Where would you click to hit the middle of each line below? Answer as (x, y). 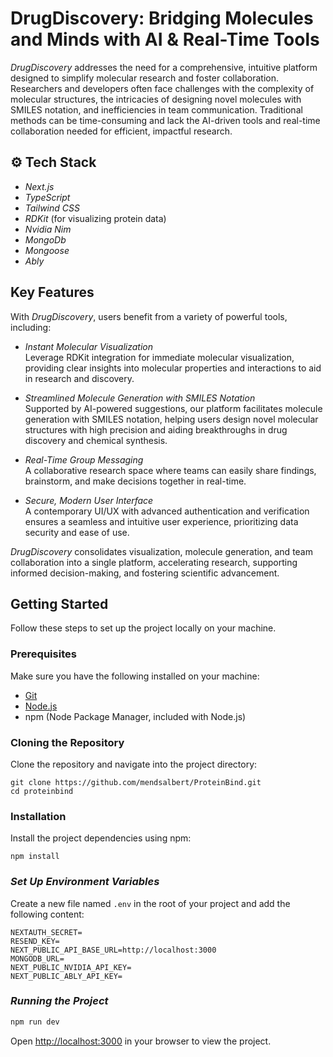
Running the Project (59, 1001)
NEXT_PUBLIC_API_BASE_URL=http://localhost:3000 (113, 950)
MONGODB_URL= (37, 958)
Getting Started (59, 603)
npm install (35, 857)
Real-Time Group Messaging (84, 459)
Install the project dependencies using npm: (101, 838)
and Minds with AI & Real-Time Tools (165, 39)
